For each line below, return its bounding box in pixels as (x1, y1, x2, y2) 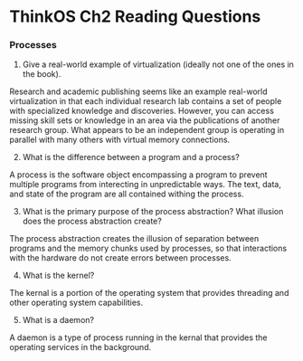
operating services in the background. (9, 342, 152, 353)
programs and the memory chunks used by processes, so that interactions (9, 242, 288, 254)
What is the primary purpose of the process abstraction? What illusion (22, 206, 284, 217)
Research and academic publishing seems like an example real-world (9, 86, 269, 97)
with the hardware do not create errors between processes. (9, 252, 232, 263)
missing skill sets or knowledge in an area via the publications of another (9, 115, 280, 126)
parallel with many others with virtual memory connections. (9, 134, 231, 146)
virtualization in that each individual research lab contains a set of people (9, 96, 282, 107)
